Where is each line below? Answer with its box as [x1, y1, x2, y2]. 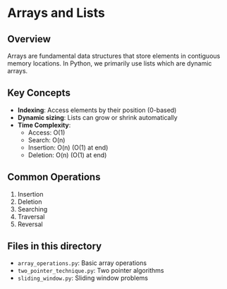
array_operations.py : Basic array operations [17, 259, 147, 267]
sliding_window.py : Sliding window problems [17, 273, 149, 283]
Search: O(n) [27, 135, 66, 144]
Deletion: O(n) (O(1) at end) [27, 150, 107, 159]
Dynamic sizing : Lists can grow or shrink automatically [17, 113, 178, 121]
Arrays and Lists [7, 5, 106, 21]
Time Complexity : [17, 121, 71, 129]
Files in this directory [7, 240, 102, 252]
